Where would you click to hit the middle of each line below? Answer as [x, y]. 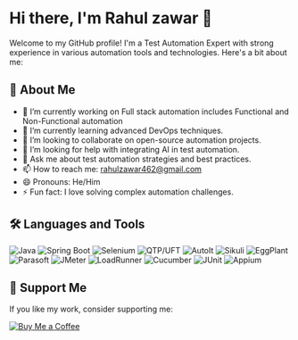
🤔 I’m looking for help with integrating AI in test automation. [131, 149]
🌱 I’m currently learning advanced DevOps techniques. [123, 130]
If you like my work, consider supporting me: [91, 309]
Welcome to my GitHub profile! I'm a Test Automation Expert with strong [141, 43]
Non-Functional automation [72, 120]
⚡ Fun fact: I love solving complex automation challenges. [128, 192]
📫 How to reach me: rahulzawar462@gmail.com [112, 169]
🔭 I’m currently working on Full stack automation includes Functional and [156, 112]
